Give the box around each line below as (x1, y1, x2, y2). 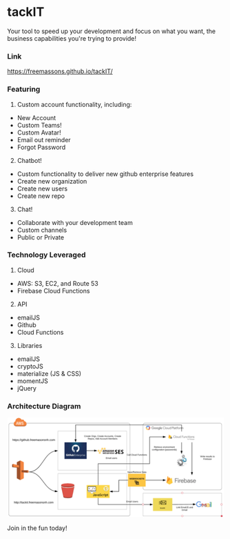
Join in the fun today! (7, 524, 67, 532)
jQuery (17, 384, 36, 392)
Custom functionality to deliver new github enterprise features (17, 170, 194, 178)
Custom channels (17, 226, 67, 234)
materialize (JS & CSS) (17, 369, 81, 378)
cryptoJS (17, 362, 43, 370)
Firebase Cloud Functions (17, 286, 90, 295)
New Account (17, 113, 56, 121)
